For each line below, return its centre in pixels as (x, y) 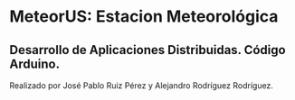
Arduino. (35, 64)
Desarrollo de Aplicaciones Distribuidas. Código (148, 50)
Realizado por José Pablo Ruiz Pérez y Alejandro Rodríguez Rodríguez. (142, 86)
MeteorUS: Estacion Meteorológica (144, 17)
